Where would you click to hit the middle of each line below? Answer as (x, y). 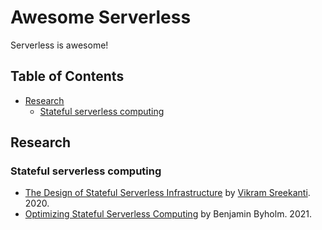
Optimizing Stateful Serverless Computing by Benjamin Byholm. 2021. (168, 214)
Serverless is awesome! (59, 45)
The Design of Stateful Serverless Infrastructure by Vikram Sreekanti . (167, 193)
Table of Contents (67, 76)
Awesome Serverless (101, 17)
